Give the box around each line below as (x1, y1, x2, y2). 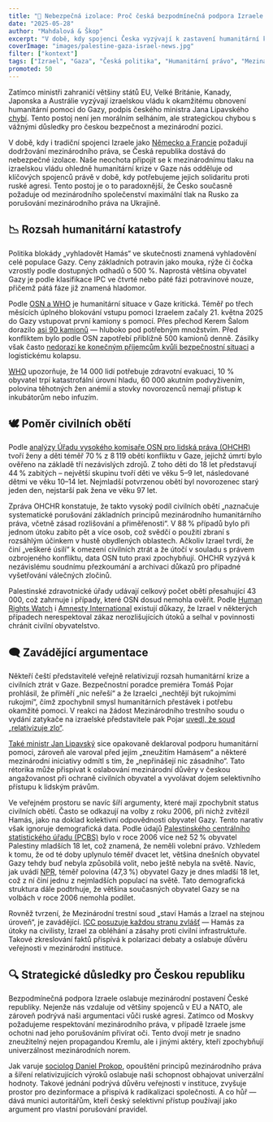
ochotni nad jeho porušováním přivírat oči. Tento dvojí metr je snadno (8, 1028, 241, 1037)
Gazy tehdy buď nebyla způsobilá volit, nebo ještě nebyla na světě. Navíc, (8, 858, 256, 868)
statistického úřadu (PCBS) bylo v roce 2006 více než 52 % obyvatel (8, 832, 237, 842)
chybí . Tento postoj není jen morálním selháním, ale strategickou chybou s (8, 113, 257, 123)
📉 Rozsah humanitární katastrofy (8, 223, 182, 237)
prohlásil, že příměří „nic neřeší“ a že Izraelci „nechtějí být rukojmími (8, 688, 236, 698)
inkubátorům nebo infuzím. (8, 392, 99, 402)
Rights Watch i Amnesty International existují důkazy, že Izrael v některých (8, 604, 258, 613)
